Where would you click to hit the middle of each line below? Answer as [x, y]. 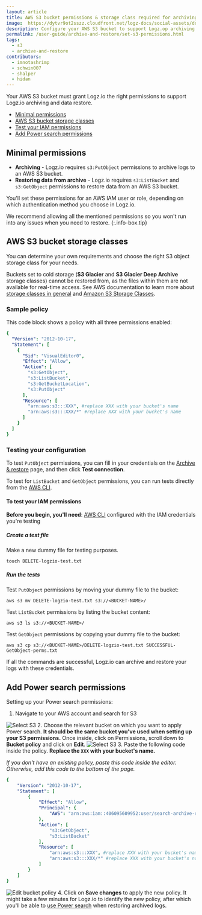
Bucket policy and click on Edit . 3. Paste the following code [96, 744]
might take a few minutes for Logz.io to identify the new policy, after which [99, 899]
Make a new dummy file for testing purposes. [62, 550]
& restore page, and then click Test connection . [66, 469]
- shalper [24, 74]
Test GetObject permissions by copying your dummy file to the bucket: [93, 634]
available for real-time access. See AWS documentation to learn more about [100, 287]
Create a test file [28, 535]
